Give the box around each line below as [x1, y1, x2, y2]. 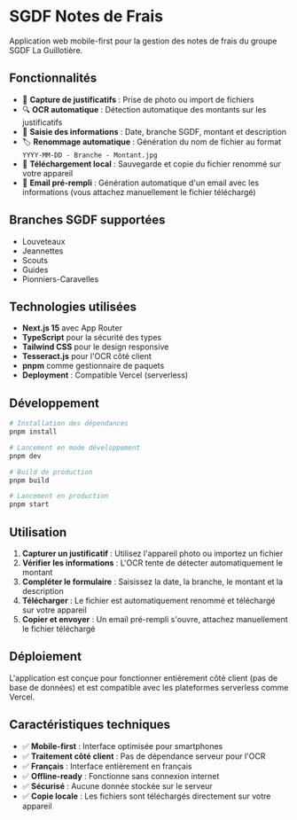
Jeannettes [21, 246, 64, 256]
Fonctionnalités [9, 71, 98, 86]
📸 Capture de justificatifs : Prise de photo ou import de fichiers [21, 94, 254, 105]
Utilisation [9, 525, 67, 540]
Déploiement [9, 649, 82, 664]
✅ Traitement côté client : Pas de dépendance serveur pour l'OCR [21, 751, 266, 761]
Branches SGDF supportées [9, 213, 166, 228]
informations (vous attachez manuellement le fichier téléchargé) [21, 186, 256, 197]
